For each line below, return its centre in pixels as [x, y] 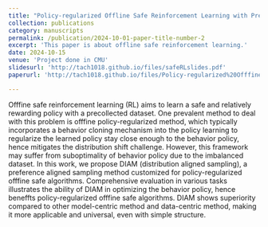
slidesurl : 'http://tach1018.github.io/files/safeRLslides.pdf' [117, 68]
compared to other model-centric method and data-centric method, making [132, 206]
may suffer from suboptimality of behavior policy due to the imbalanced [126, 155]
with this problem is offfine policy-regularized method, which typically [123, 121]
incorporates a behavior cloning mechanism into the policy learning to [123, 130]
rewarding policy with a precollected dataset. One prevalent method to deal [132, 113]
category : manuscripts [46, 30]
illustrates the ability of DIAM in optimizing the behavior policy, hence [122, 189]
